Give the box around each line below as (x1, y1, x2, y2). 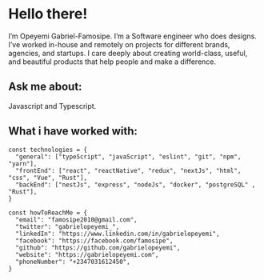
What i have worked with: (8, 125, 138, 138)
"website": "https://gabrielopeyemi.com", (15, 250, 159, 258)
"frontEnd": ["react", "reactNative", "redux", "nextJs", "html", (15, 166, 242, 174)
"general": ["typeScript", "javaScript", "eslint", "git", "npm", (15, 153, 242, 161)
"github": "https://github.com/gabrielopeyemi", (15, 243, 181, 252)
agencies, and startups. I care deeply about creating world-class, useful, (8, 48, 248, 58)
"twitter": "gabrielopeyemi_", (15, 222, 120, 230)
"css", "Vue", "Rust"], (8, 174, 88, 182)
